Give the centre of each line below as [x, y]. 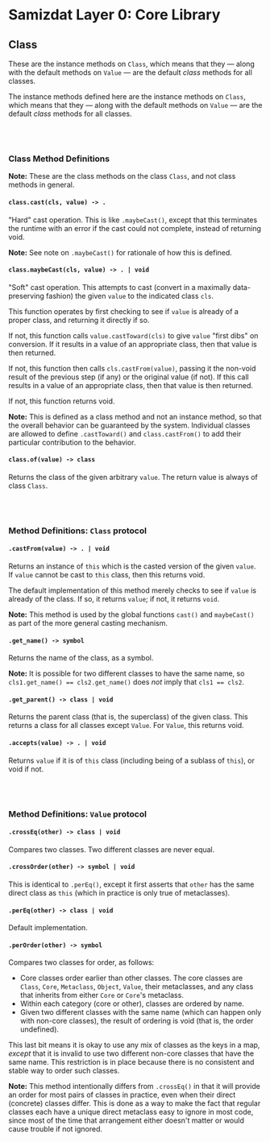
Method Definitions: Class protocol [78, 531]
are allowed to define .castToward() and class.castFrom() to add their [125, 433]
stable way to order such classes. [64, 1071]
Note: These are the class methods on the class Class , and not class [122, 176]
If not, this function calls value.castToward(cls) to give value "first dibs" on [133, 335]
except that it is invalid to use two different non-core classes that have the [131, 1053]
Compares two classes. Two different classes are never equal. [112, 849]
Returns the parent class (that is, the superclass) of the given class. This [128, 717]
